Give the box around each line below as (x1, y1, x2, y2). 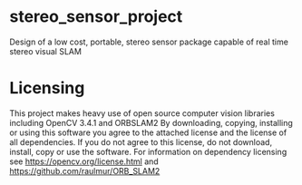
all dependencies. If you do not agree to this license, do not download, (9, 136, 273, 147)
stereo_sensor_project (9, 6, 183, 27)
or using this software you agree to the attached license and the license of (9, 127, 287, 138)
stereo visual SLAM (9, 45, 82, 56)
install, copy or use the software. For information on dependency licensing (9, 146, 287, 157)
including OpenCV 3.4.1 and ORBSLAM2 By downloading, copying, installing (9, 117, 293, 128)
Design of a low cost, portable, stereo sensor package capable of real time (9, 36, 288, 47)
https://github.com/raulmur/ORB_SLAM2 (9, 165, 161, 176)
